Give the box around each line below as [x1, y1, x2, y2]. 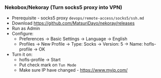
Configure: [11, 31, 34, 37]
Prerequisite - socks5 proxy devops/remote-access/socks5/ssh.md [11, 15, 144, 21]
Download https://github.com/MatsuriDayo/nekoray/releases [11, 20, 135, 26]
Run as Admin [11, 26, 40, 31]
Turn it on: [11, 52, 33, 57]
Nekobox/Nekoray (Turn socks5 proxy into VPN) [4, 4, 123, 11]
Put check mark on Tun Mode [19, 62, 77, 68]
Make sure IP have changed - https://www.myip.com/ [19, 67, 128, 73]
